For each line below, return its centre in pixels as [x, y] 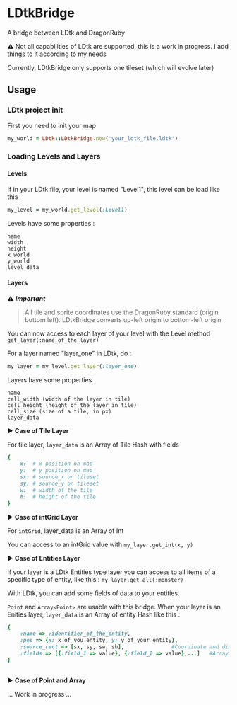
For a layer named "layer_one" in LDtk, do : [69, 353]
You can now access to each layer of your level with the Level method [109, 333]
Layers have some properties [50, 379]
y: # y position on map [56, 471]
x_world [19, 255]
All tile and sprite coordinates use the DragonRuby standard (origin [121, 312]
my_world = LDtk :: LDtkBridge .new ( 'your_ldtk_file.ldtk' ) [93, 138]
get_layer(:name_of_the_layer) [53, 340]
